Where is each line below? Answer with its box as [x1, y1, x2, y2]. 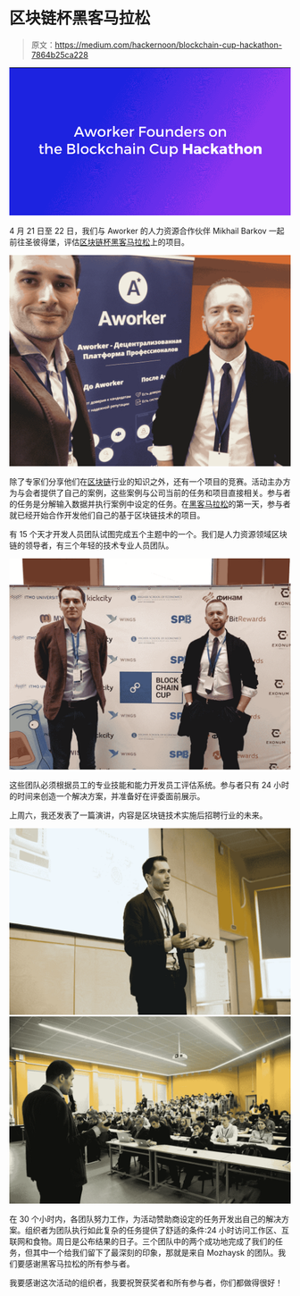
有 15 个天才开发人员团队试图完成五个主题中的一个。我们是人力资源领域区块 [9, 528, 287, 539]
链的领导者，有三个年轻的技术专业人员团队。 [9, 540, 174, 551]
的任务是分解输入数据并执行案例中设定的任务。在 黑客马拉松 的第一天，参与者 [9, 498, 291, 509]
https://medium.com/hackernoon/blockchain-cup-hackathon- [54, 39, 283, 50]
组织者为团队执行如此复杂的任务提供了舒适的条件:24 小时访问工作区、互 [24, 1224, 290, 1235]
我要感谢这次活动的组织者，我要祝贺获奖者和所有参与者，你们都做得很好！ [9, 1277, 283, 1288]
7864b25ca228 [30, 49, 89, 60]
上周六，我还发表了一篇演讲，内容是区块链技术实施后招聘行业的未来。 [9, 810, 268, 821]
